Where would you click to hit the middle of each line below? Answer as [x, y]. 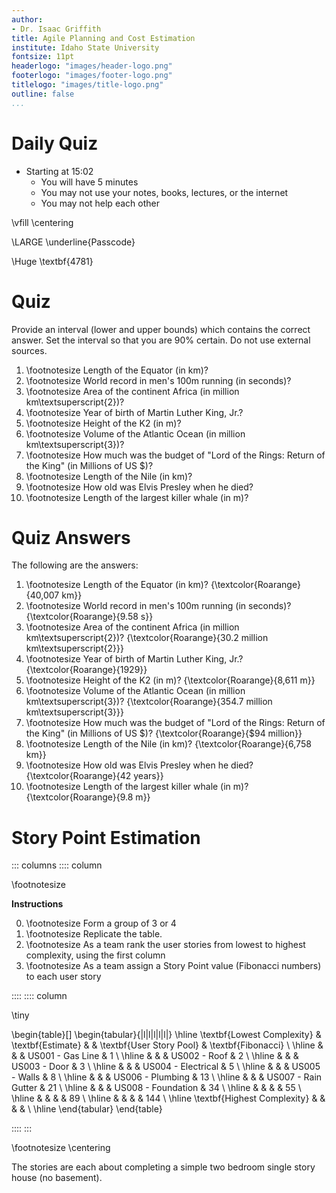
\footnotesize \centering [61, 1148]
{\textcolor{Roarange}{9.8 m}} [88, 797]
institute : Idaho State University [85, 47]
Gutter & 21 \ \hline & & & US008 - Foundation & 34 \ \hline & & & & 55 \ [156, 1088]
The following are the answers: [75, 565]
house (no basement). [57, 1178]
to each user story [63, 977]
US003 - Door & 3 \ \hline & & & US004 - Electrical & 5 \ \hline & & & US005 [166, 1067]
